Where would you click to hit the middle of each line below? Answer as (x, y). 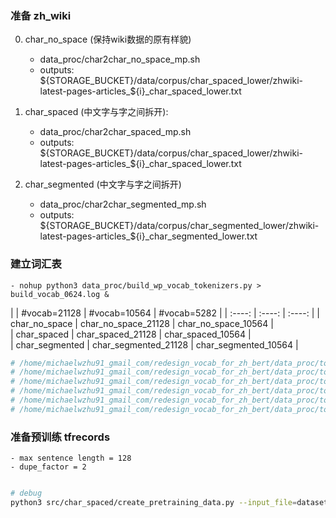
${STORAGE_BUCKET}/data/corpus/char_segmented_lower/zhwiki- (179, 226)
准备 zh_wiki (41, 15)
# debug (26, 493)
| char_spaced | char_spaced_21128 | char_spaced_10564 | (131, 334)
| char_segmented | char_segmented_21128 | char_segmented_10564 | (154, 344)
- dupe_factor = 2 (48, 467)
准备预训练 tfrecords (60, 437)
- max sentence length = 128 (71, 458)
